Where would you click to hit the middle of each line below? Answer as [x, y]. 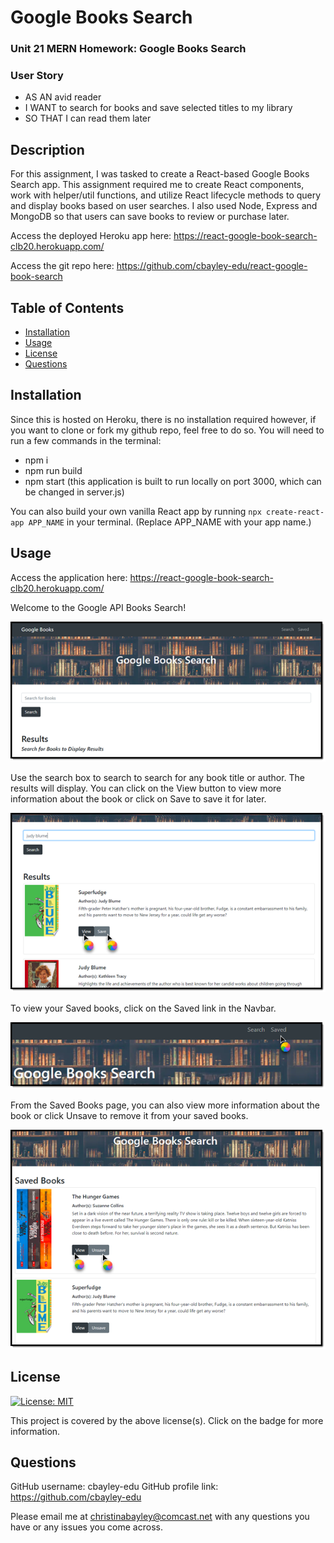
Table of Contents [67, 307]
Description [47, 149]
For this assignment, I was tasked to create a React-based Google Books [160, 174]
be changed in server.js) [74, 492]
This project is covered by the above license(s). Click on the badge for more [167, 1420]
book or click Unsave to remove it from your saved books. [129, 1115]
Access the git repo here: [62, 266]
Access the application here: [69, 577]
